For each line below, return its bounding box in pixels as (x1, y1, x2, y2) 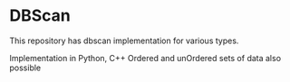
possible (9, 62, 42, 73)
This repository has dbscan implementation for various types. (9, 35, 239, 46)
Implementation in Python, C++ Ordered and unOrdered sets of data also (9, 52, 282, 63)
